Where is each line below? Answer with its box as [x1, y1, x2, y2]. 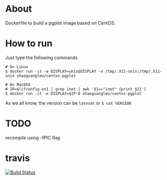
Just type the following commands [5, 54, 78, 61]
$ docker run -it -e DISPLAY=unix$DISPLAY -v [5, 69, 103, 74]
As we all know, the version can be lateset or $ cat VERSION [5, 100, 131, 106]
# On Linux [5, 64, 28, 69]
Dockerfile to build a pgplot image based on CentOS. [5, 20, 116, 26]
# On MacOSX [5, 82, 30, 87]
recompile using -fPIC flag [5, 134, 60, 140]
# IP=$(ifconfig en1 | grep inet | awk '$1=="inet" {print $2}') [5, 86, 146, 92]
